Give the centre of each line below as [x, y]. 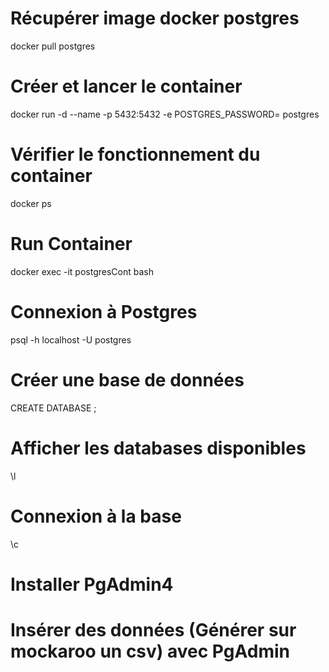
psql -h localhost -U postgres [71, 339]
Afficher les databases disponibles [158, 448]
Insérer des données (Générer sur [153, 629]
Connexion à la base [96, 516]
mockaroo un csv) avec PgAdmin [150, 651]
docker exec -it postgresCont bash [82, 271]
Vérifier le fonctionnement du [135, 154]
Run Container [71, 244]
